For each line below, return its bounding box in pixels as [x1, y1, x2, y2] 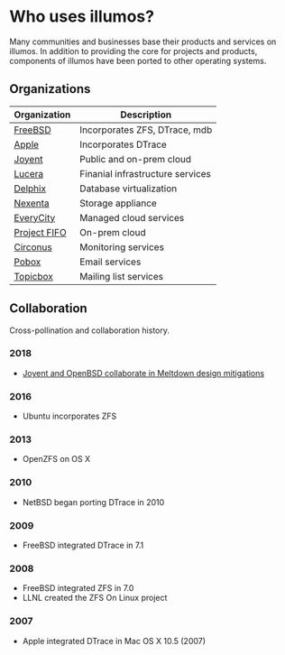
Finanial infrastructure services [79, 167, 212, 180]
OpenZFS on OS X [22, 454, 91, 465]
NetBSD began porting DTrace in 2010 [22, 496, 165, 507]
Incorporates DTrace [79, 138, 167, 151]
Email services [79, 255, 142, 268]
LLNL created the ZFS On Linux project [22, 593, 168, 604]
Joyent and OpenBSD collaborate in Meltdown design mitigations [22, 367, 264, 378]
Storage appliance [79, 197, 158, 209]
